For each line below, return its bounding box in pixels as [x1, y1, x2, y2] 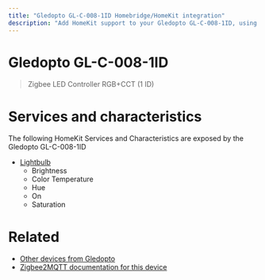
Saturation [31, 200, 66, 209]
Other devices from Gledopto [19, 254, 116, 263]
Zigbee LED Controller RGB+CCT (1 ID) [27, 80, 155, 89]
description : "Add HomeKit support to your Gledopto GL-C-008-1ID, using [8, 19, 258, 27]
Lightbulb [19, 157, 52, 167]
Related [8, 227, 60, 246]
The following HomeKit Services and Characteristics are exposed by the [8, 134, 244, 143]
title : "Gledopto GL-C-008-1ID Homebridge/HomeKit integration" [8, 11, 225, 20]
